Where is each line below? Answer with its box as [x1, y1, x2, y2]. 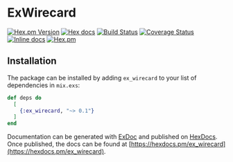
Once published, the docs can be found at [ [7, 140, 132, 148]
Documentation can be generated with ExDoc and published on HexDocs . [7, 133, 218, 141]
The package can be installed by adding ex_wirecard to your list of [7, 73, 197, 82]
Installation [7, 55, 57, 67]
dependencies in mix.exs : [7, 81, 80, 89]
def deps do [7, 94, 42, 101]
